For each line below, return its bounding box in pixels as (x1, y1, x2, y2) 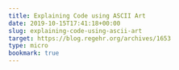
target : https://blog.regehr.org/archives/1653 (8, 34, 172, 43)
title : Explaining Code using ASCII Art (8, 11, 147, 20)
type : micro (8, 42, 48, 50)
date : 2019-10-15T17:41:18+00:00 (8, 19, 121, 27)
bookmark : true (8, 49, 60, 57)
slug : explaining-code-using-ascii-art (8, 27, 143, 35)
